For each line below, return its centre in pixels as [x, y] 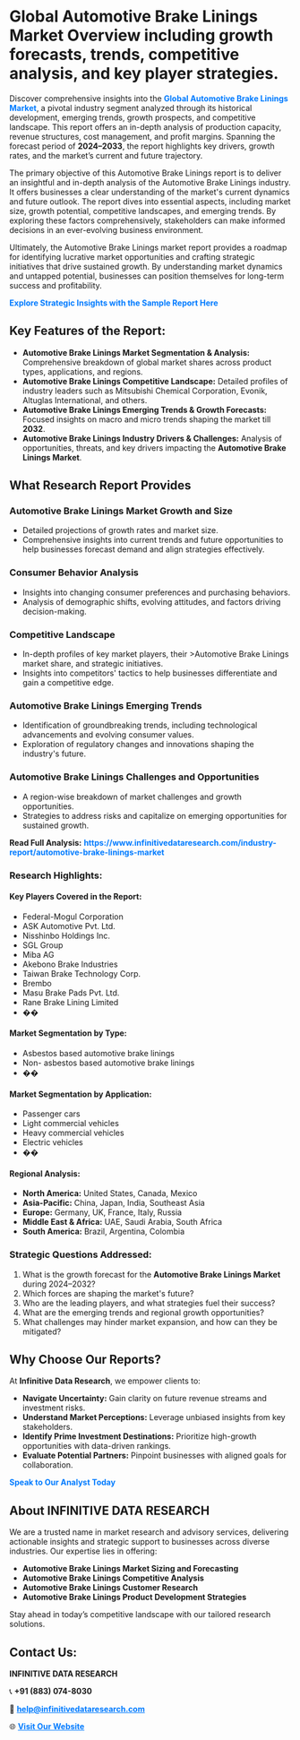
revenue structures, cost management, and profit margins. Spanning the [142, 136]
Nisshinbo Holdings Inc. [66, 935]
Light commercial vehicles [70, 1124]
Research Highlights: [56, 875]
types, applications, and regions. [82, 371]
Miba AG [38, 954]
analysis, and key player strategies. [144, 74]
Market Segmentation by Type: [68, 1033]
